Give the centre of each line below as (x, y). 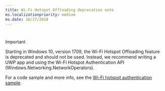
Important (15, 41)
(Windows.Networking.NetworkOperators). (50, 67)
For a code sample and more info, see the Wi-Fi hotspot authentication (79, 77)
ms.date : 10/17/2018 (27, 19)
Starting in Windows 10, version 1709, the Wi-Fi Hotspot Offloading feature (82, 52)
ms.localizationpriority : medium (40, 15)
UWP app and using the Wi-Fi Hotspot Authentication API (65, 62)
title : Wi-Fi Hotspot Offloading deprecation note (60, 10)
